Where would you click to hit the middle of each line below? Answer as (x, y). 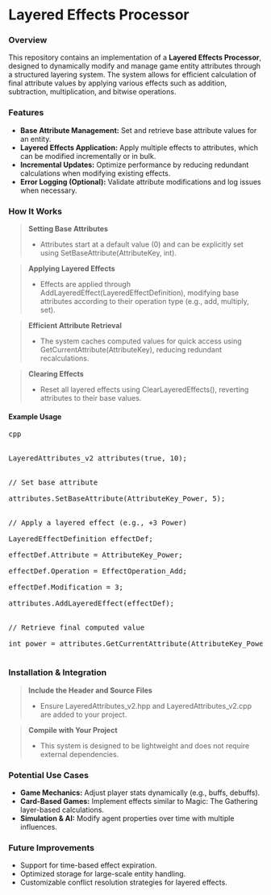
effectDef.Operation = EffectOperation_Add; (98, 571)
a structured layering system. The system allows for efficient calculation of (132, 75)
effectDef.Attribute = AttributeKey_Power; (96, 555)
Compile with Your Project (73, 730)
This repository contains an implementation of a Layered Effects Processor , (135, 57)
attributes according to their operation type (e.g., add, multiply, (145, 302)
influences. (39, 826)
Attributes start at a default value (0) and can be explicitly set (142, 244)
